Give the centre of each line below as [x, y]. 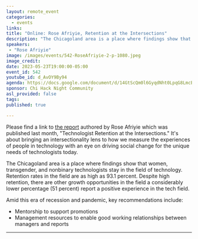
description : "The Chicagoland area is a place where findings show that [99, 39]
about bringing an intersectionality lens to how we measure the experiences [98, 139]
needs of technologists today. [42, 152]
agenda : [16, 83]
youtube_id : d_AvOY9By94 [37, 77]
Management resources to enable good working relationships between [100, 217]
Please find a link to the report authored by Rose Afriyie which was [87, 127]
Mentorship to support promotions [56, 211]
